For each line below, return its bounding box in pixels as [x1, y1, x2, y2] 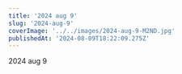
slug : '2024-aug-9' [8, 19, 74, 27]
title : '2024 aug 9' [8, 11, 78, 20]
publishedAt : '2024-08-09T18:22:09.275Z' [8, 34, 150, 43]
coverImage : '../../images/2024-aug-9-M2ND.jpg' [8, 27, 176, 35]
